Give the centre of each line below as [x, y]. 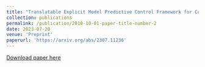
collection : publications [39, 18]
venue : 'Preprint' [30, 35]
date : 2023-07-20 [28, 29]
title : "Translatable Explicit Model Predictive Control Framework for [99, 12]
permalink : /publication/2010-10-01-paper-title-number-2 [81, 23]
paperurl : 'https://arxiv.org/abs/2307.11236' [67, 40]
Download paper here [34, 58]
